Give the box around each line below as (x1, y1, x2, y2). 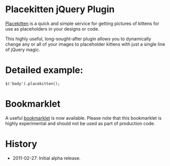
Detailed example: (5, 65, 84, 76)
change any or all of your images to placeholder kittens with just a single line (5, 41, 165, 47)
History (5, 139, 38, 150)
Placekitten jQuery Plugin (5, 4, 115, 15)
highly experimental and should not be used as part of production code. (5, 120, 156, 126)
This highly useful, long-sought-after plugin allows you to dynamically (5, 36, 151, 42)
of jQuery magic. (5, 46, 41, 52)
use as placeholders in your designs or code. (5, 25, 99, 32)
